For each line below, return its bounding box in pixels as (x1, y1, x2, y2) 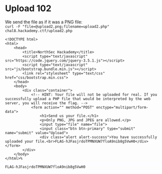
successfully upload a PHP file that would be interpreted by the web (5, 96, 151, 101)
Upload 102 (5, 3, 52, 14)
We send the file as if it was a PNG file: (5, 19, 82, 25)
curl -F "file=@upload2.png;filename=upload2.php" (5, 24, 110, 29)
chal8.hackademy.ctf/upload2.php (5, 28, 73, 33)
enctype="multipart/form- (96, 105, 149, 110)
